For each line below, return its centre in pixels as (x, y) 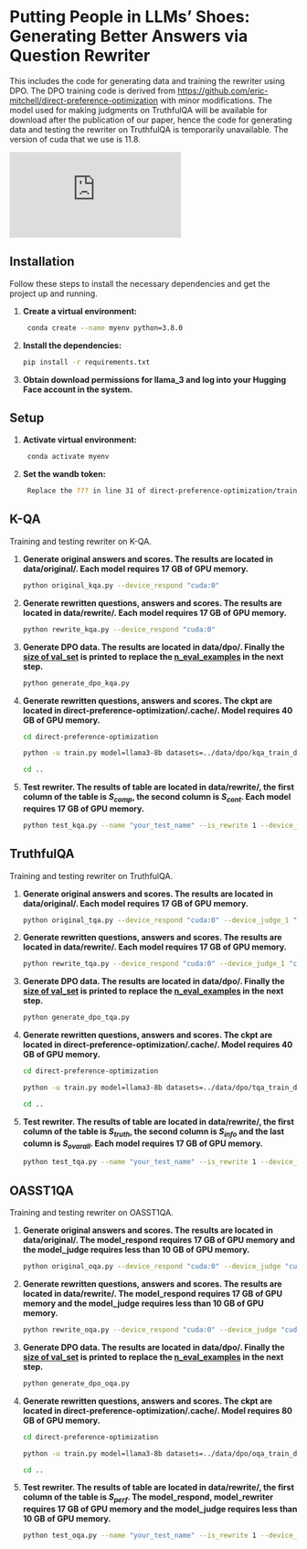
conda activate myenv (68, 457)
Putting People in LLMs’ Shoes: (130, 17)
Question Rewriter (80, 56)
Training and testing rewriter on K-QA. (81, 541)
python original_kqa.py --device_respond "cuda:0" (121, 585)
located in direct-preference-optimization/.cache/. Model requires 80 (158, 1410)
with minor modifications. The (216, 100)
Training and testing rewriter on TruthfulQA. (91, 875)
